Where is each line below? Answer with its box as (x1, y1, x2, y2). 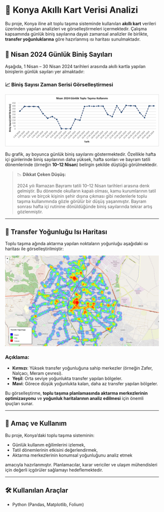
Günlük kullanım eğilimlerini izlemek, (12, 442, 85, 447)
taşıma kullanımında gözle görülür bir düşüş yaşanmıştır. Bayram (17, 198, 146, 205)
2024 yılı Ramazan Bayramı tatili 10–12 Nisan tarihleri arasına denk (17, 183, 150, 189)
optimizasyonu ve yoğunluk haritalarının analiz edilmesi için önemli (5, 395, 144, 401)
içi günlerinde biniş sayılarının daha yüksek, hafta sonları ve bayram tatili (5, 157, 150, 163)
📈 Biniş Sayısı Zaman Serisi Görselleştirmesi (5, 81, 113, 88)
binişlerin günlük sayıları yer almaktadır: (5, 69, 85, 74)
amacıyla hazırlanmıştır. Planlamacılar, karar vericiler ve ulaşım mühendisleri (5, 462, 158, 467)
